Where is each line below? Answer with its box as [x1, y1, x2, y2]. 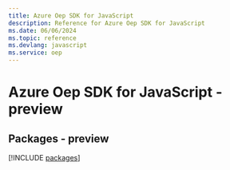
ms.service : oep [8, 49, 62, 57]
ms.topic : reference [8, 34, 77, 42]
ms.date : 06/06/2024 [8, 26, 77, 34]
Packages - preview [8, 132, 109, 145]
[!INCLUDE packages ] [8, 153, 81, 162]
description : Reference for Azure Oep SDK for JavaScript [8, 19, 205, 27]
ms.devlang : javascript [8, 42, 88, 49]
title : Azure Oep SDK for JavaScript [8, 11, 134, 20]
